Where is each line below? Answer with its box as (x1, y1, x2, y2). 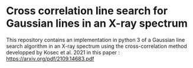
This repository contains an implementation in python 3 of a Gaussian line (6, 36, 185, 43)
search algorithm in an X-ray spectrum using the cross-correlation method (6, 43, 187, 50)
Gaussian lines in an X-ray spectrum (6, 17, 188, 30)
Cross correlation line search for (6, 4, 168, 18)
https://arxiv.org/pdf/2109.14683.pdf (6, 55, 94, 62)
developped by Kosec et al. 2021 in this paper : (6, 48, 120, 56)
